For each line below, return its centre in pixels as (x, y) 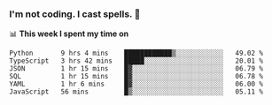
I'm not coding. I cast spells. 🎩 (75, 14)
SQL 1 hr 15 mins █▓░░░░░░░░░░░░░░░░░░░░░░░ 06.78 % (136, 77)
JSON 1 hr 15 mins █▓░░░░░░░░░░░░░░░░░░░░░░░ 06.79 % (136, 69)
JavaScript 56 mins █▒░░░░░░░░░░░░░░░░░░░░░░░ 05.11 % (136, 92)
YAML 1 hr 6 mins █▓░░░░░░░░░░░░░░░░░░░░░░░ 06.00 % (136, 84)
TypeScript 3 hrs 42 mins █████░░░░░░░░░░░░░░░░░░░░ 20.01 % (136, 61)
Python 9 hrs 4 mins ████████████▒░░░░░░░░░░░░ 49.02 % (136, 53)
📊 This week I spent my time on (69, 34)
